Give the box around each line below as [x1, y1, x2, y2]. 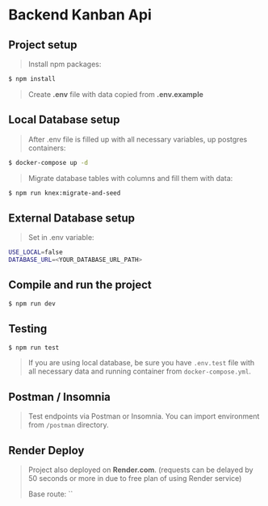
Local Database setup [8, 113, 120, 127]
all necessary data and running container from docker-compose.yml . [27, 366, 252, 377]
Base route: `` [27, 489, 73, 499]
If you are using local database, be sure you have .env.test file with [27, 358, 255, 368]
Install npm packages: [27, 59, 102, 69]
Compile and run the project [8, 278, 152, 292]
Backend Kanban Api [8, 6, 152, 24]
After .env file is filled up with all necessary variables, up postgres [27, 134, 248, 144]
